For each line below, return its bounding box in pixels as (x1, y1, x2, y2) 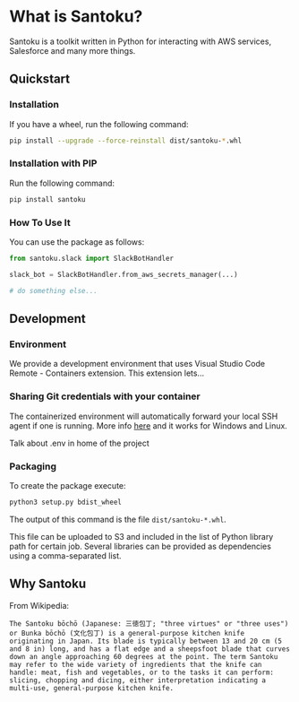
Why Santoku (9, 576, 87, 592)
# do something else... (9, 286, 98, 295)
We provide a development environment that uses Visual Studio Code (9, 359, 266, 369)
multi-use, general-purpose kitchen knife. (9, 683, 175, 692)
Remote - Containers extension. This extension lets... (9, 368, 204, 378)
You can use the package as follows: (9, 236, 145, 247)
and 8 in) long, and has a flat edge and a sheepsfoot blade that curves (9, 644, 291, 654)
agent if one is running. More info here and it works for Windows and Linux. (9, 420, 288, 431)
